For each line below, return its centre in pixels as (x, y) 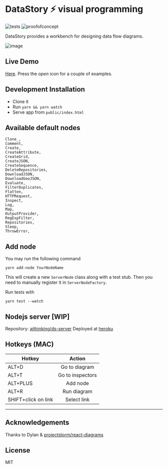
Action (77, 358)
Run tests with (20, 292)
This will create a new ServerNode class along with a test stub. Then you (79, 277)
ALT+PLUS (20, 383)
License (18, 450)
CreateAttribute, (23, 153)
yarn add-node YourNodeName (34, 268)
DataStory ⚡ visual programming (74, 9)
